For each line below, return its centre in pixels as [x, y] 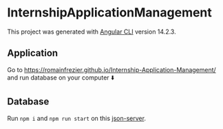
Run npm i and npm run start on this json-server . [77, 118]
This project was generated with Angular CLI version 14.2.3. [92, 32]
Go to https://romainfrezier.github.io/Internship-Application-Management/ [112, 69]
